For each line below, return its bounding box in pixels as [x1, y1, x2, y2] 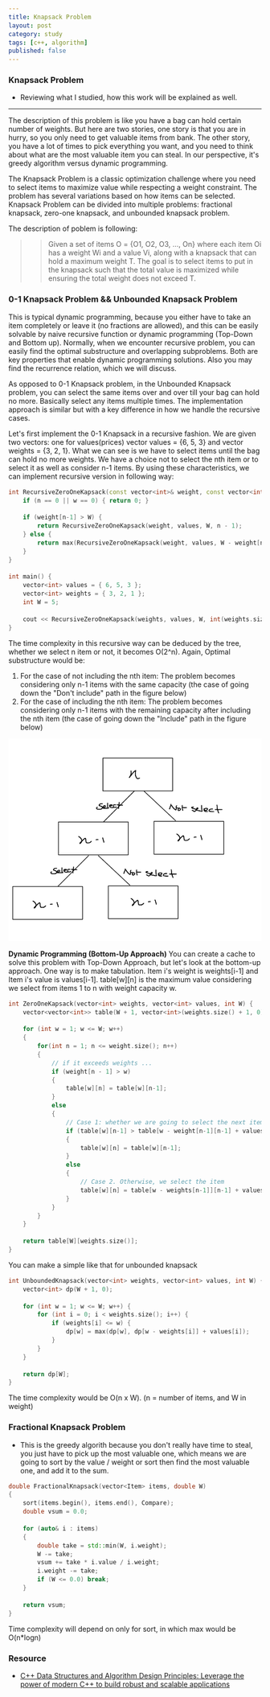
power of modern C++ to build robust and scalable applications [19, 1679, 231, 1689]
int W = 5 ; [22, 598, 59, 606]
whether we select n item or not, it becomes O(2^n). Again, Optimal [8, 647, 231, 656]
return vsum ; [22, 1600, 67, 1609]
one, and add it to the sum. [19, 1465, 109, 1475]
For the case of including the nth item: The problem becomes [19, 696, 223, 706]
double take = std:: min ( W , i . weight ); [37, 1541, 167, 1550]
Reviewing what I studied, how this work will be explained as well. [19, 92, 238, 102]
